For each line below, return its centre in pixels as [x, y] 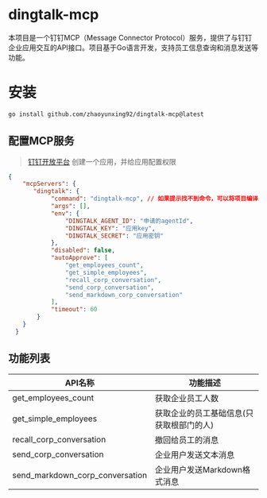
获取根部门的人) [184, 425]
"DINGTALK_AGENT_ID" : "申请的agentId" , [129, 221]
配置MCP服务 [41, 141]
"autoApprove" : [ [79, 258]
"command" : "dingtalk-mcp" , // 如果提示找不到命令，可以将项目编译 [154, 199]
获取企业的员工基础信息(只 [204, 413]
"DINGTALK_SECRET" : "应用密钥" [114, 236]
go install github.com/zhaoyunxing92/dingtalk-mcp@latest [106, 114]
